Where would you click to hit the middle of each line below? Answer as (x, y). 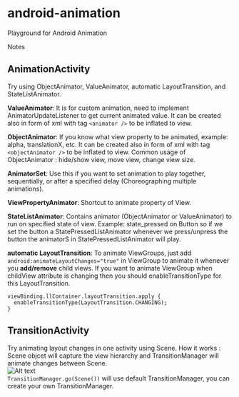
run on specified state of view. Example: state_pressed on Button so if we (115, 223)
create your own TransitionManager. (61, 386)
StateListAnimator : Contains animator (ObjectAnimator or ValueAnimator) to (119, 216)
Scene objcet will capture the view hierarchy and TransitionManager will (113, 356)
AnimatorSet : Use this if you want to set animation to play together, (107, 174)
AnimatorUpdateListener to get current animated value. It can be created (114, 115)
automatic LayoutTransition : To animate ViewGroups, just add (100, 253)
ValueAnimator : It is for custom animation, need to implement (98, 108)
